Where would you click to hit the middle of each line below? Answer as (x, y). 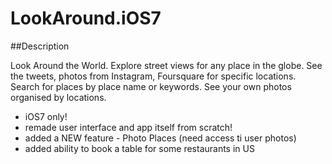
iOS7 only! (46, 116)
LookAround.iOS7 (86, 18)
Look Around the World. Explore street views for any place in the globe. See (166, 65)
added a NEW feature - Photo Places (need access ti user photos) (160, 138)
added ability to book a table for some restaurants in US (139, 148)
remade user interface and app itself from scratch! (128, 127)
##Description (40, 46)
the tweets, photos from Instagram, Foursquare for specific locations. (153, 76)
